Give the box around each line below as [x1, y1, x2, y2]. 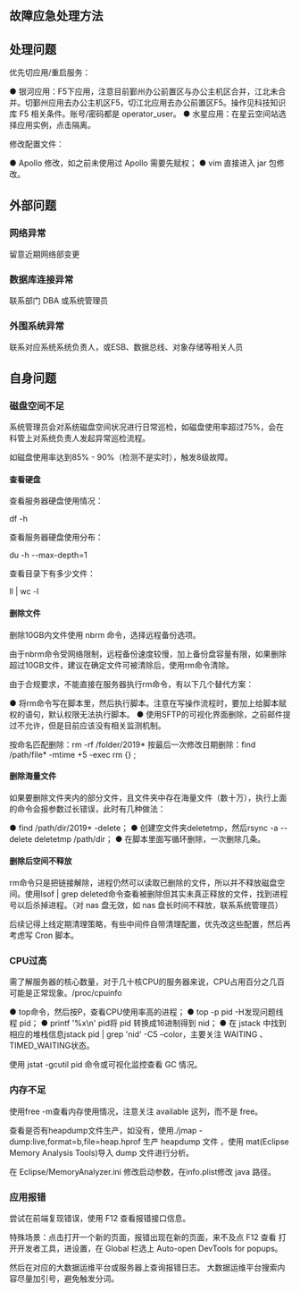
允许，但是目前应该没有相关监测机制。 [24, 719, 166, 731]
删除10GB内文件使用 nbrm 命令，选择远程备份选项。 [9, 629, 201, 640]
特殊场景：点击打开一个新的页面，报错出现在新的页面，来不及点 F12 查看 [9, 1231, 277, 1242]
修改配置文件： [9, 139, 64, 149]
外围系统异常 [9, 320, 65, 333]
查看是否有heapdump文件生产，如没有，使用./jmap [9, 1125, 197, 1135]
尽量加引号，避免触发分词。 [16, 1273, 119, 1284]
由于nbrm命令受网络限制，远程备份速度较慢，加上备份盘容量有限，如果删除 [9, 648, 287, 659]
